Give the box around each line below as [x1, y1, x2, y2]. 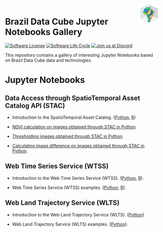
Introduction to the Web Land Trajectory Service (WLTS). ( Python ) [12, 211, 145, 217]
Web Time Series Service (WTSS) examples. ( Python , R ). [12, 185, 127, 190]
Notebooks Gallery [5, 26, 83, 38]
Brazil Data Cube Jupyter [5, 16, 109, 27]
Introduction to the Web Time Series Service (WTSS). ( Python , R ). [12, 175, 144, 181]
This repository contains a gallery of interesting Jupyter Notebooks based [5, 52, 153, 58]
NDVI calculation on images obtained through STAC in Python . [12, 124, 137, 129]
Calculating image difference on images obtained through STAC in [12, 143, 145, 148]
